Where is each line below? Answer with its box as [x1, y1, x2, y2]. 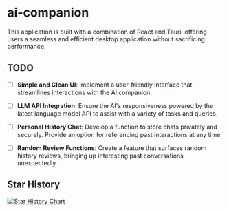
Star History [7, 179, 61, 191]
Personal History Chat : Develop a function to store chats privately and [17, 123, 218, 131]
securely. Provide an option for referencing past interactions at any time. [17, 130, 222, 138]
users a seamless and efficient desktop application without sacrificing [7, 34, 205, 43]
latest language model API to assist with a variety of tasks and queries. [17, 109, 218, 118]
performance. [7, 42, 46, 50]
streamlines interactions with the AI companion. [17, 88, 153, 96]
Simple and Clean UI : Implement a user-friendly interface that [17, 81, 193, 89]
